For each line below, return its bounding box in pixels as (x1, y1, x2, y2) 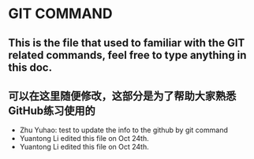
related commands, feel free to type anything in (8, 48, 247, 61)
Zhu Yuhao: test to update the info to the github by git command (19, 125, 229, 135)
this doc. (8, 61, 53, 74)
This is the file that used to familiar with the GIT (8, 36, 245, 50)
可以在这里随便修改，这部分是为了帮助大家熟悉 (8, 89, 237, 102)
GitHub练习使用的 (8, 104, 96, 117)
